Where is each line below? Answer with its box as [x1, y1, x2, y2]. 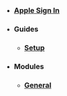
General [23, 80, 52, 90]
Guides [13, 24, 39, 33]
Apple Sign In [13, 6, 60, 15]
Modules [13, 61, 44, 71]
